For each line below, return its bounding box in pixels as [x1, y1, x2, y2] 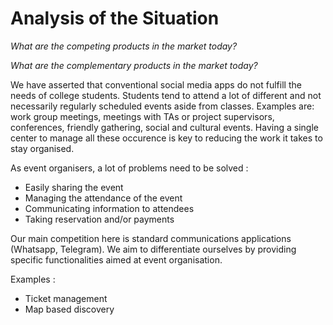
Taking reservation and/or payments [24, 213, 175, 225]
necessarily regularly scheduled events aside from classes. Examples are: [10, 100, 315, 112]
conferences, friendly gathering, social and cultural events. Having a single [10, 121, 319, 133]
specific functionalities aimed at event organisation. [10, 253, 223, 266]
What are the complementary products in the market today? [10, 59, 258, 71]
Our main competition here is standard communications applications [10, 232, 292, 244]
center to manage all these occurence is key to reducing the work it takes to [10, 132, 323, 144]
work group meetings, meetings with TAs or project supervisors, [10, 110, 275, 122]
